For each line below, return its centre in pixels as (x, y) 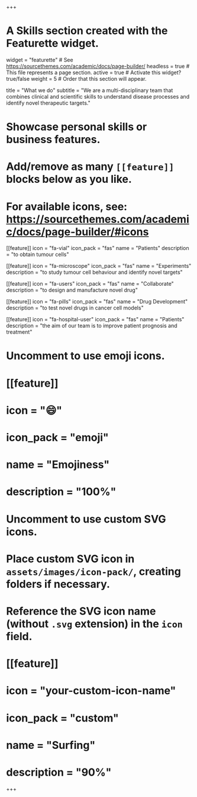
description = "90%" (59, 772)
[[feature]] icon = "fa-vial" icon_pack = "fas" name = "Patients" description (98, 248)
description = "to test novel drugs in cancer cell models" (75, 308)
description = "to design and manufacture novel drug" (72, 290)
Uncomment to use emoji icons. (85, 356)
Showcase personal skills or (77, 127)
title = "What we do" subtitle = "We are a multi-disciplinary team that (90, 90)
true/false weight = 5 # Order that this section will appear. (76, 78)
